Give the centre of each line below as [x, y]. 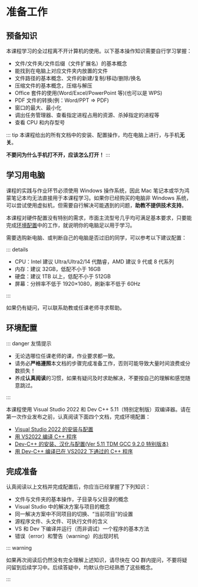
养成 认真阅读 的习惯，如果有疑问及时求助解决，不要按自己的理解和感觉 [100, 378]
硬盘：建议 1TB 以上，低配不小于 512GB [62, 276]
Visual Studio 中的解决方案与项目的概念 [62, 507]
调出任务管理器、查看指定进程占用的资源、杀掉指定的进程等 [87, 115]
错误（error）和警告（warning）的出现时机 [67, 536]
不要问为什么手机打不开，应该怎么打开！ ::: [58, 155]
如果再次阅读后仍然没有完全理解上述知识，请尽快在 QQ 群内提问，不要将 [94, 560]
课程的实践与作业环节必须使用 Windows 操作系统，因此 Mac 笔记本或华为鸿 [98, 190]
